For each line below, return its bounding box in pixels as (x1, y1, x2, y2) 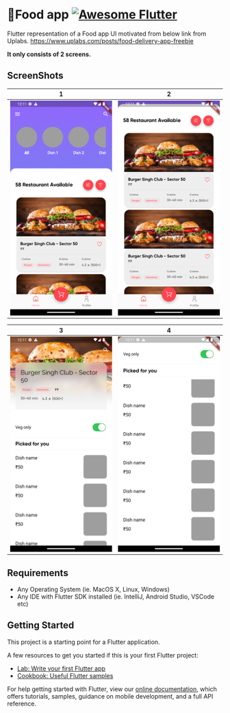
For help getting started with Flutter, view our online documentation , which (7, 685, 218, 693)
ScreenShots (7, 70, 64, 82)
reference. (7, 699, 36, 708)
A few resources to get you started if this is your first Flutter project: (7, 651, 199, 659)
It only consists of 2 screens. (7, 50, 91, 58)
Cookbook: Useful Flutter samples (16, 671, 114, 679)
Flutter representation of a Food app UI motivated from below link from (7, 29, 207, 38)
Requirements (7, 567, 68, 579)
